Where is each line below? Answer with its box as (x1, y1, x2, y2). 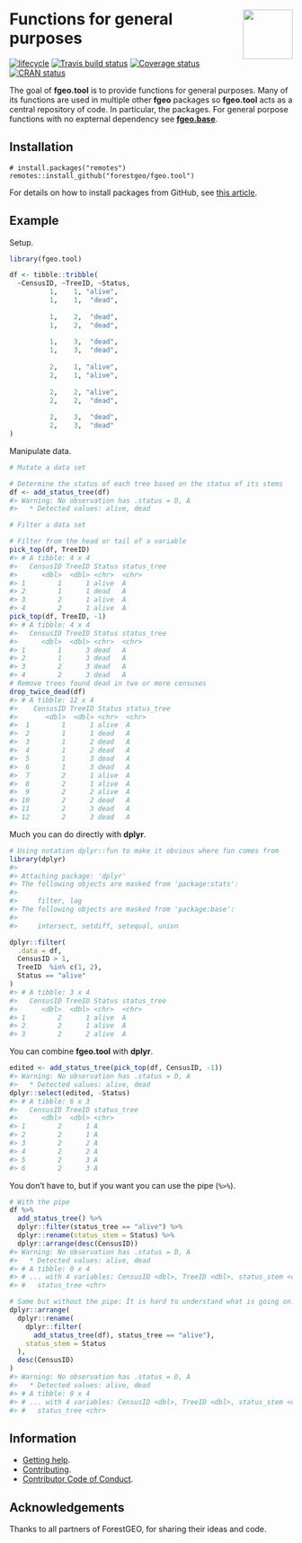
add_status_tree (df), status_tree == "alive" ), (32, 1331, 216, 1340)
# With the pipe (9, 1197, 70, 1207)
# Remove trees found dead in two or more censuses (9, 679, 207, 688)
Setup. (9, 236, 34, 247)
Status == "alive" (17, 971, 87, 980)
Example (9, 213, 59, 228)
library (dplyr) (9, 854, 67, 863)
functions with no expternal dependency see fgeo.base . (9, 113, 218, 124)
